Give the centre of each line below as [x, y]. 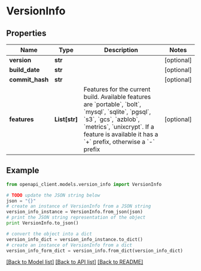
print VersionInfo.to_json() [42, 223]
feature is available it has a [121, 134]
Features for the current [117, 89]
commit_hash [29, 79]
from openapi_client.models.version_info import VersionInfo [84, 184]
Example [23, 171]
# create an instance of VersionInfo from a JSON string [79, 206]
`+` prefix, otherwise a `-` [119, 142]
